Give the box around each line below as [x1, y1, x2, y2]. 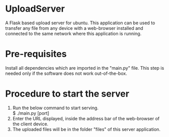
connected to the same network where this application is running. [5, 30, 142, 36]
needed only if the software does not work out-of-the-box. [5, 70, 128, 76]
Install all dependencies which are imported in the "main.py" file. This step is [5, 65, 164, 71]
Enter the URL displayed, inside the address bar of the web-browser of [12, 115, 160, 121]
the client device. [12, 121, 49, 127]
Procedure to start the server [5, 88, 130, 100]
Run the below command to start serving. [12, 105, 99, 111]
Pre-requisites [5, 49, 67, 60]
